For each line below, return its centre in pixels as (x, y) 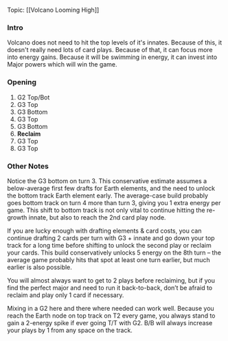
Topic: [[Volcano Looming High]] (53, 10)
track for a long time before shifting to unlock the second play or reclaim (109, 245)
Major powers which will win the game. (62, 64)
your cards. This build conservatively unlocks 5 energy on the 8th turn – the (114, 252)
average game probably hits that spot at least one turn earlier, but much (109, 259)
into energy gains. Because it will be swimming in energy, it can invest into (112, 57)
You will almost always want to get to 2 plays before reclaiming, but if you (111, 280)
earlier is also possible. (39, 267)
